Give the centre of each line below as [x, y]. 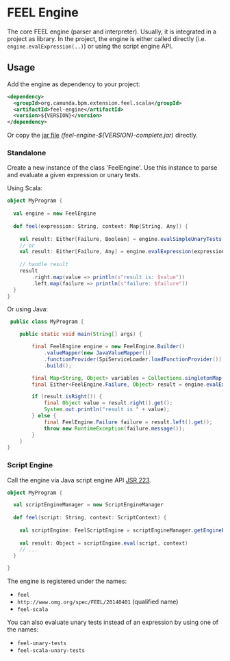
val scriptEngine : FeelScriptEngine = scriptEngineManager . [107, 530]
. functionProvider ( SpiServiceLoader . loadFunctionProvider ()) [133, 359]
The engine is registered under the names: [67, 581]
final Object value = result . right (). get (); [108, 403]
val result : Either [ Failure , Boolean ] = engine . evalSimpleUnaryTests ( [122, 239]
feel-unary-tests [42, 644]
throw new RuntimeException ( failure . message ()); [114, 428]
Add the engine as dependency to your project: [74, 84]
